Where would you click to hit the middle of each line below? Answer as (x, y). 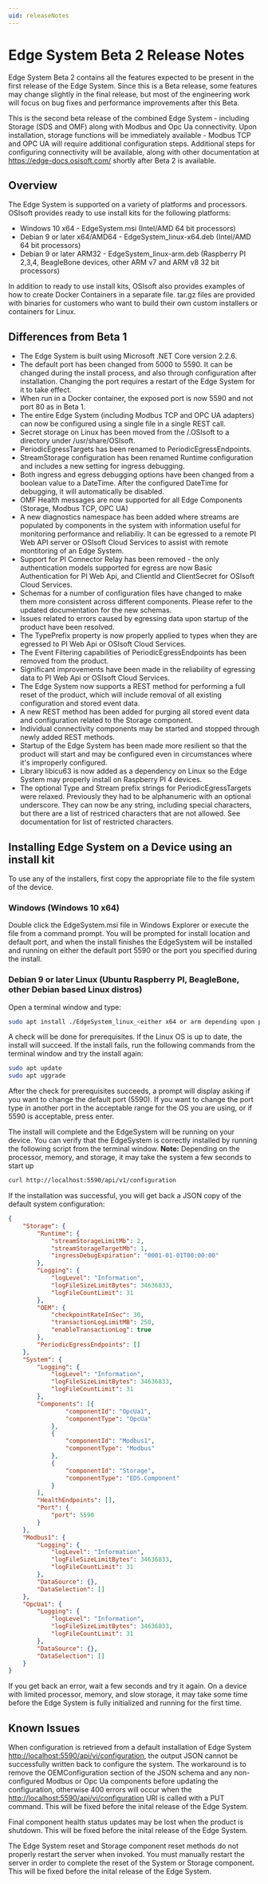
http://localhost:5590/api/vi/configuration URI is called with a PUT (116, 1798)
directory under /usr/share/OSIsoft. (77, 441)
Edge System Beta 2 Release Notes (126, 55)
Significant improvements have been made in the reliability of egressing (138, 670)
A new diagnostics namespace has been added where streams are (129, 517)
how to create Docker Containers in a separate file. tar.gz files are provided (132, 295)
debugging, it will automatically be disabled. (92, 492)
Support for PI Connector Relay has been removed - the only (119, 560)
